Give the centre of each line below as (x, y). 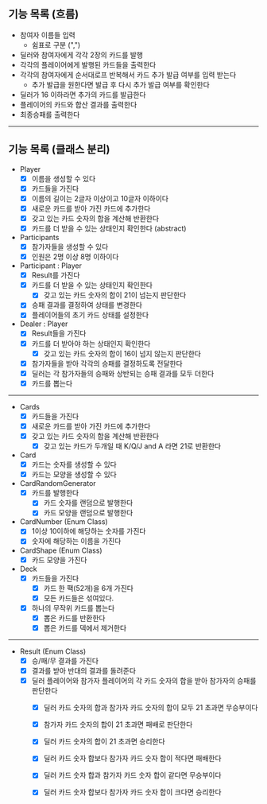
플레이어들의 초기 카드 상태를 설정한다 (90, 315)
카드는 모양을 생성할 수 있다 (74, 475)
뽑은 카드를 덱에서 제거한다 (85, 627)
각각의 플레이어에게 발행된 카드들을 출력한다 (88, 64)
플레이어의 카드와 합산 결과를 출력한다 (78, 104)
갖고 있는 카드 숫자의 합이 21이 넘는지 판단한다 (115, 295)
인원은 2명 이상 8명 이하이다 (75, 257)
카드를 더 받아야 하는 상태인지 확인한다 (91, 344)
